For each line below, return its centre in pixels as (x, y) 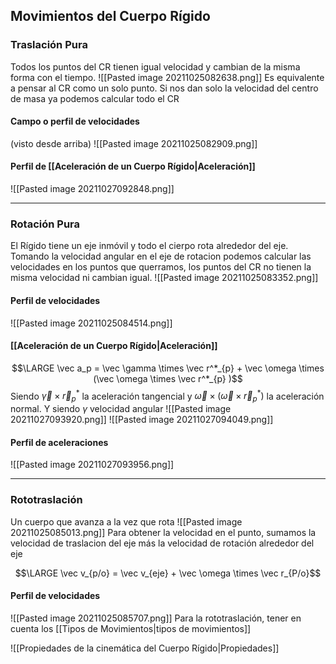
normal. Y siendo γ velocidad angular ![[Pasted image (121, 409)
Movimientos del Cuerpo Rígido (110, 16)
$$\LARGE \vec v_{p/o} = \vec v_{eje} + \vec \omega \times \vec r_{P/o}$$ (168, 573)
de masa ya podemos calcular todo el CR (95, 98)
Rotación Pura (45, 224)
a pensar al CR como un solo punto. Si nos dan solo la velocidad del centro (164, 88)
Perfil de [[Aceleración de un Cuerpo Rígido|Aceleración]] (133, 166)
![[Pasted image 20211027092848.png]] (92, 189)
